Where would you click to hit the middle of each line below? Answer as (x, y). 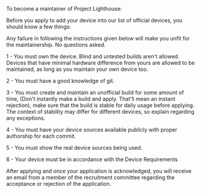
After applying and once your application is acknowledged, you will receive (99, 171)
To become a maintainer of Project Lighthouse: (64, 9)
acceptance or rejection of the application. (59, 184)
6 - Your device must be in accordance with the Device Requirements (92, 159)
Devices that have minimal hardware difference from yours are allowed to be (100, 63)
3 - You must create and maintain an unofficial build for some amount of (95, 92)
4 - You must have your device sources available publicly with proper (92, 130)
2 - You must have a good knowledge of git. (61, 81)
